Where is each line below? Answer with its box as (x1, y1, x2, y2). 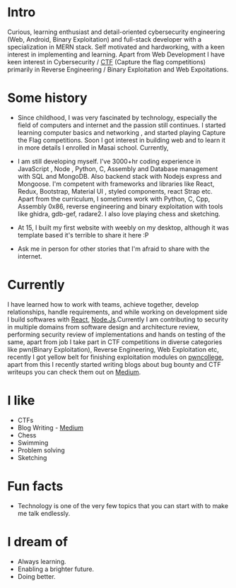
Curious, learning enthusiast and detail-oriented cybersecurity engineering (7, 28, 225, 36)
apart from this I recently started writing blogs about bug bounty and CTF (7, 360, 221, 368)
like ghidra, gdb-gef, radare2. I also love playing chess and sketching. (17, 209, 220, 218)
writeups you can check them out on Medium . (7, 367, 141, 376)
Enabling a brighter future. (17, 565, 94, 573)
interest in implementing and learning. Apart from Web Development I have (7, 50, 225, 59)
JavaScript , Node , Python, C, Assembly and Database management (17, 164, 218, 173)
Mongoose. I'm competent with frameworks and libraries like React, (17, 180, 215, 188)
